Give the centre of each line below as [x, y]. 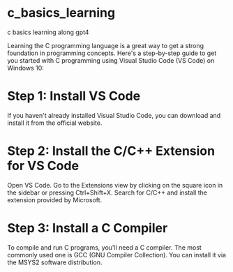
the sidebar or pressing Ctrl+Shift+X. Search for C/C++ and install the [107, 192]
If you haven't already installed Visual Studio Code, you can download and [114, 115]
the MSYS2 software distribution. [55, 262]
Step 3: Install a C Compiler [88, 228]
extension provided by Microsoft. [55, 199]
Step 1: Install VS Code [74, 96]
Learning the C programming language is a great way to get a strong [106, 45]
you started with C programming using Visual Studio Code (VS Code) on [111, 60]
